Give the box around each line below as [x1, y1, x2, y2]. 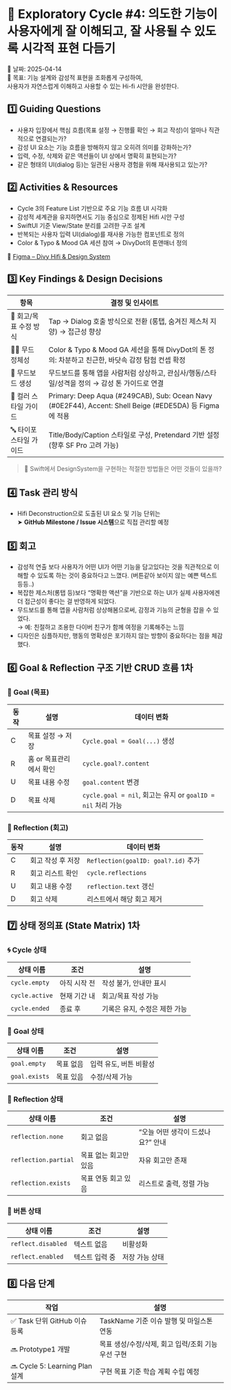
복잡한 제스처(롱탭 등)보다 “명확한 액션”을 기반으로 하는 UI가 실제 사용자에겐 [16, 589, 221, 596]
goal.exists [10, 1072, 50, 1080]
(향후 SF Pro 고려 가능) [48, 441, 119, 450]
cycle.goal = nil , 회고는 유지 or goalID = [82, 790, 215, 799]
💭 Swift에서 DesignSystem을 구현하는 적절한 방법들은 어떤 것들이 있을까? [23, 465, 222, 473]
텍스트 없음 [73, 1239, 108, 1249]
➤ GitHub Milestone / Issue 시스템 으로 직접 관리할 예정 [16, 518, 170, 527]
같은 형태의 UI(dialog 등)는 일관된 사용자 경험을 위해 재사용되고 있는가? [16, 160, 208, 169]
